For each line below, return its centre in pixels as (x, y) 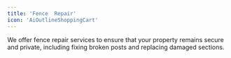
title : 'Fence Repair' (42, 13)
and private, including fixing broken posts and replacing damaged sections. (116, 47)
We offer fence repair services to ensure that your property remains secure (115, 39)
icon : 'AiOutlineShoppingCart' (53, 20)
